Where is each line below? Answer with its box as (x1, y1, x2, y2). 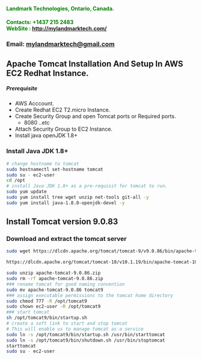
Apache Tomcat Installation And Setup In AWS (6, 58, 183, 69)
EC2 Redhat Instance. (6, 68, 89, 78)
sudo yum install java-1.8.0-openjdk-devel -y (6, 199, 125, 206)
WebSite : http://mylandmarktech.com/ (6, 25, 107, 33)
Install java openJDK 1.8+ (14, 132, 78, 139)
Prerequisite (6, 85, 38, 92)
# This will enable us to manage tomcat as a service (6, 326, 144, 332)
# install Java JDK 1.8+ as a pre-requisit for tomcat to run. (6, 183, 168, 189)
